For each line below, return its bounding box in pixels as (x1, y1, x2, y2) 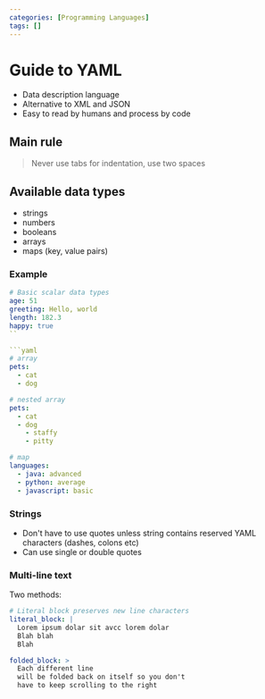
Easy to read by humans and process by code (21, 108, 191, 119)
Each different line (17, 664, 94, 673)
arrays (21, 236, 46, 247)
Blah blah (17, 631, 54, 640)
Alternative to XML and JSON (21, 99, 131, 110)
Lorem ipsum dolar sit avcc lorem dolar (17, 623, 170, 632)
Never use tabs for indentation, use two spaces (30, 158, 206, 169)
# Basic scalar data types (9, 288, 110, 298)
